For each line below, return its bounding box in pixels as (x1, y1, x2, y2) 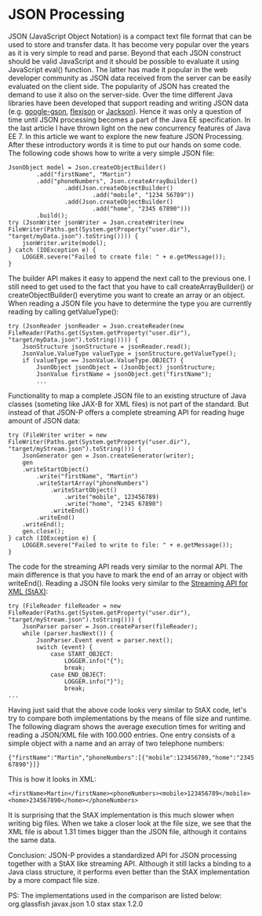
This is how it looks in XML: (8, 774, 96, 783)
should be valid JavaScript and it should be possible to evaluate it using (8, 57, 239, 66)
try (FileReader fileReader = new (8, 602, 122, 610)
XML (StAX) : (8, 587, 49, 596)
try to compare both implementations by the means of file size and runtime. (8, 713, 252, 723)
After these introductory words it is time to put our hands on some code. (8, 140, 242, 149)
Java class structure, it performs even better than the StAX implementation (8, 867, 250, 877)
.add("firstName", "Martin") (36, 170, 132, 178)
